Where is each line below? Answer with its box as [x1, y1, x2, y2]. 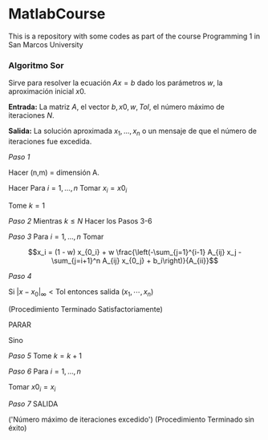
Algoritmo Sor [8, 59, 64, 71]
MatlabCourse [8, 5, 106, 23]
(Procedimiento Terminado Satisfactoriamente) [8, 304, 163, 313]
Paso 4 [8, 271, 32, 281]
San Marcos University [8, 39, 83, 49]
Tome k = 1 [8, 200, 46, 210]
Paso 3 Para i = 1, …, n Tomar [8, 232, 104, 241]
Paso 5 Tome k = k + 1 [8, 350, 83, 361]
